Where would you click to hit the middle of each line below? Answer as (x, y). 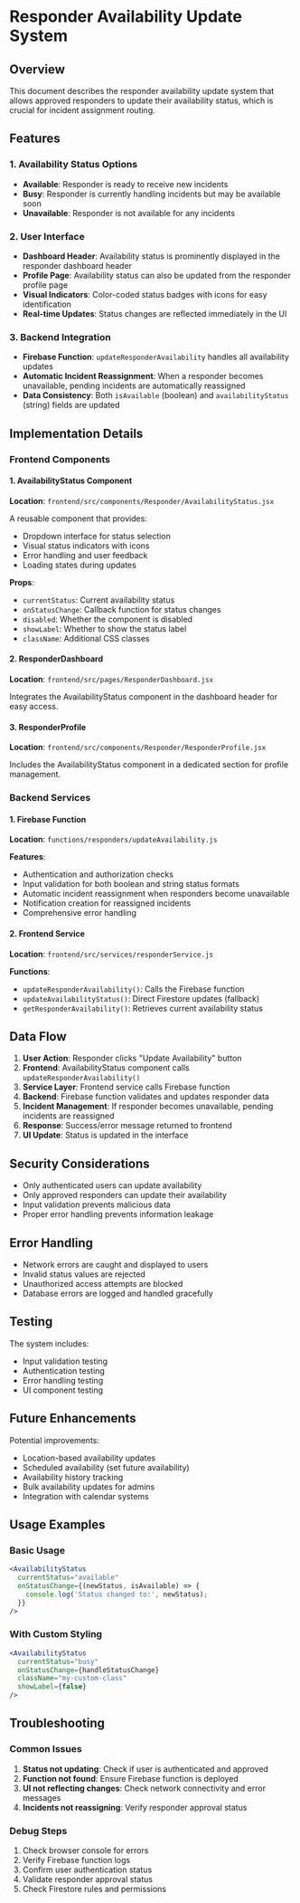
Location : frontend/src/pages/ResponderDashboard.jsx (112, 679)
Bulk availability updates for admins (89, 1487)
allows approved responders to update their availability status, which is (141, 100)
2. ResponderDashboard (56, 659)
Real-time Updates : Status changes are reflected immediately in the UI (155, 313)
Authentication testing (64, 1370)
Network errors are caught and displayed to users (115, 1264)
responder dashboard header (77, 265)
